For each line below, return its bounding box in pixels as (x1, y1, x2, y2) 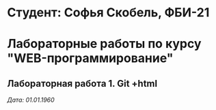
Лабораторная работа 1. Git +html (7, 77, 158, 90)
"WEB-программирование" (7, 51, 174, 66)
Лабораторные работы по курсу (7, 36, 202, 52)
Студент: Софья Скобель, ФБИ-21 (7, 5, 210, 20)
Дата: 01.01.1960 (7, 96, 55, 104)
